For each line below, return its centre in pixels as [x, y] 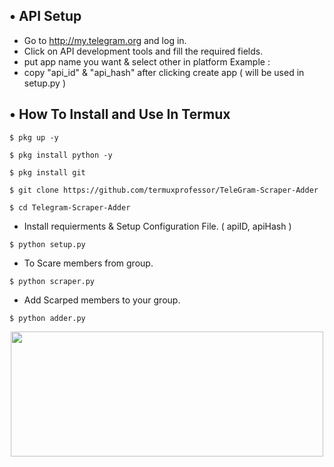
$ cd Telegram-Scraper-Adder [70, 207]
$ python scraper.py [52, 281]
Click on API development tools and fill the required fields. [143, 51]
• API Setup [45, 16]
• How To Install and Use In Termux [120, 114]
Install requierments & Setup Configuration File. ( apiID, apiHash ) [157, 226]
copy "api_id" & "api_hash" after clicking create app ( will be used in [164, 72]
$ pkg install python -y [61, 155]
